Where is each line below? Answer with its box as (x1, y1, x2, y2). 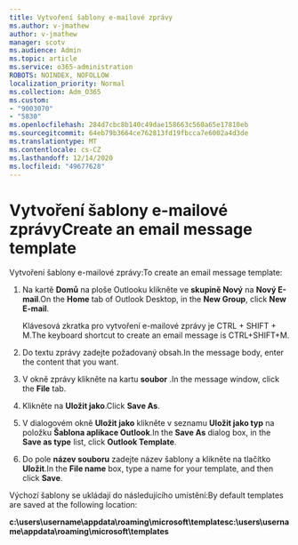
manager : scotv (9, 37, 66, 47)
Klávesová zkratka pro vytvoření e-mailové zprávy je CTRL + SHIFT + (21, 321, 277, 332)
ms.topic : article (9, 54, 77, 63)
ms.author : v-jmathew (9, 21, 90, 30)
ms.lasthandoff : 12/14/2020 (9, 153, 114, 163)
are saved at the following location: (9, 500, 138, 510)
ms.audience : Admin (9, 46, 82, 55)
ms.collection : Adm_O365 (9, 87, 101, 96)
